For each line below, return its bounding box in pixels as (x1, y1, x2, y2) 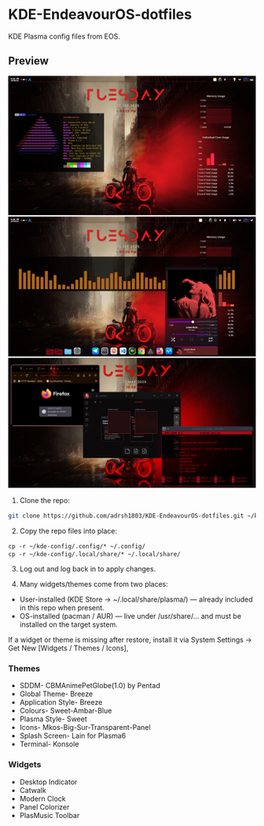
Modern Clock (19, 794, 66, 803)
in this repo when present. (19, 602, 104, 612)
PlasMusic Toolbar (19, 810, 80, 820)
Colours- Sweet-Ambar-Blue (19, 706, 112, 716)
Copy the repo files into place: (19, 526, 118, 535)
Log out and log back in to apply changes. (19, 564, 156, 573)
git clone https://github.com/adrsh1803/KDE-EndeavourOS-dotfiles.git (8, 512, 244, 520)
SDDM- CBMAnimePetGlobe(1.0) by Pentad (19, 681, 161, 691)
